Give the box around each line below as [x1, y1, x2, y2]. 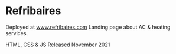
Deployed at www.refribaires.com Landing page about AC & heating [5, 23, 171, 31]
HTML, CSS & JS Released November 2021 [5, 41, 110, 48]
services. [5, 29, 28, 36]
